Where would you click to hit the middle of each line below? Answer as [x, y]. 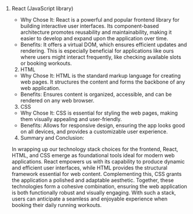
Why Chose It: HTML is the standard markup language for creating [101, 76]
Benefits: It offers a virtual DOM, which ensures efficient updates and [104, 44]
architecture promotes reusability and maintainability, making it [96, 32]
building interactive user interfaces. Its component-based [89, 26]
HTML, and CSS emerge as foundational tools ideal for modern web [93, 155]
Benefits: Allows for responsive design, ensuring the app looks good [103, 125]
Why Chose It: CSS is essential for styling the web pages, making [99, 113]
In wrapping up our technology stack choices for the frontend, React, [95, 149]
